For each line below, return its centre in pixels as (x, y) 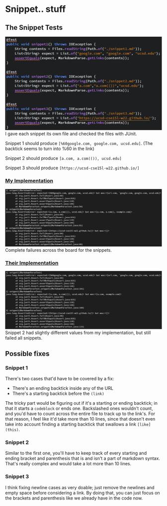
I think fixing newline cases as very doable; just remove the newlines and (80, 487)
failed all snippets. (24, 338)
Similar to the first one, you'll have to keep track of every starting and (76, 453)
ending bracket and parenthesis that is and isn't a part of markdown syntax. (83, 458)
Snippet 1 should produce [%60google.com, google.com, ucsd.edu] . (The (79, 144)
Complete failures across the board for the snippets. (58, 250)
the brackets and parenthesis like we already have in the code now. (74, 498)
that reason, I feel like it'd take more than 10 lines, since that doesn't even (80, 419)
